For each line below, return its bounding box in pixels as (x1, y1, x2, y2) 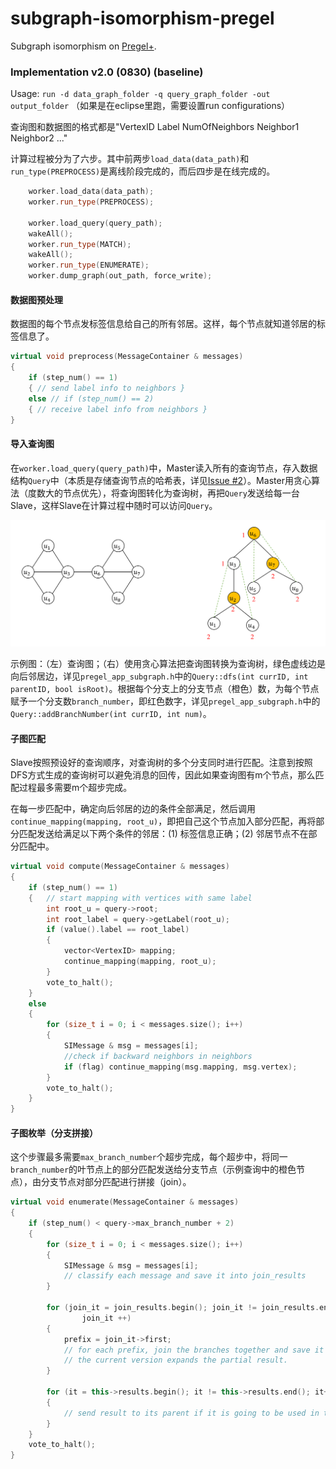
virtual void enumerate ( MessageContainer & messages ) (10, 1197, 240, 1207)
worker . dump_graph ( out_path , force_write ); (28, 271, 213, 281)
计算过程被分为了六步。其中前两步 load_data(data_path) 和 (10, 153, 250, 165)
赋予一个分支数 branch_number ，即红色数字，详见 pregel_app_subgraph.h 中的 (10, 695, 321, 707)
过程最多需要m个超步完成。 (18, 782, 133, 794)
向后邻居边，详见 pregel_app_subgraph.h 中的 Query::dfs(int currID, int (10, 670, 309, 682)
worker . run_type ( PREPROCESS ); (28, 197, 155, 207)
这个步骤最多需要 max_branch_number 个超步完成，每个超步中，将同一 (10, 1151, 288, 1163)
